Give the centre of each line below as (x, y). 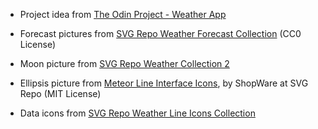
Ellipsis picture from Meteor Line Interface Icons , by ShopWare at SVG (164, 83)
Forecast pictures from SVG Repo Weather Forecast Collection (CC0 (160, 33)
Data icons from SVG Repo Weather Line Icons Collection (137, 113)
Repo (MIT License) (60, 93)
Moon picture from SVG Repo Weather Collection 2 (124, 63)
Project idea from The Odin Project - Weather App (123, 14)
